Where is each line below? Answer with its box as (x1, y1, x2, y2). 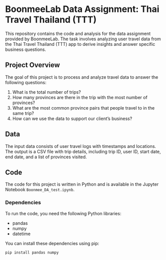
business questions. (5, 46, 46, 52)
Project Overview (5, 61, 60, 69)
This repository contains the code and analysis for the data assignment (5, 30, 151, 36)
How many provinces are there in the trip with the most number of (12, 94, 148, 100)
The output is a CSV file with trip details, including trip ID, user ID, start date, (5, 148, 161, 154)
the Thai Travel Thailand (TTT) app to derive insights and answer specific (5, 41, 156, 47)
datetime (12, 231, 31, 237)
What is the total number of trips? (12, 89, 81, 95)
